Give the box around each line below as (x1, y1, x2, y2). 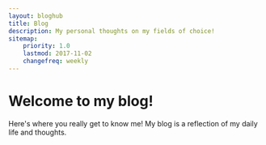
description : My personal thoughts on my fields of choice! (8, 27, 216, 35)
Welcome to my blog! (8, 92, 154, 110)
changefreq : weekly (23, 58, 89, 66)
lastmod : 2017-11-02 (23, 49, 92, 58)
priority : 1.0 (23, 42, 70, 50)
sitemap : (8, 34, 38, 43)
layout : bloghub (8, 11, 63, 20)
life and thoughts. (8, 127, 67, 137)
